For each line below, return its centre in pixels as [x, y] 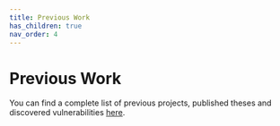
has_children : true [46, 26]
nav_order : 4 [34, 34]
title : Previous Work [50, 17]
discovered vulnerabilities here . [67, 113]
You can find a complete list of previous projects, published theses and [140, 103]
